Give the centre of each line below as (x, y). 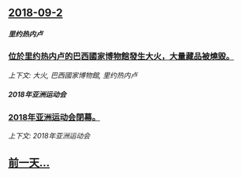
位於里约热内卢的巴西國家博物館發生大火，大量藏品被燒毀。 (121, 57)
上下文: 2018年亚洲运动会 (49, 136)
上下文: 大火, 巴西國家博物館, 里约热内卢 (73, 75)
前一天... (29, 163)
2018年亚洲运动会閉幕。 (54, 117)
